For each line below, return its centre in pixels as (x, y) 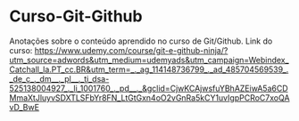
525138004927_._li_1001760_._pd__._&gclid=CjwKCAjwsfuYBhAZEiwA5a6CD (149, 88)
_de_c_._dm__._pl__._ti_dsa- (59, 78)
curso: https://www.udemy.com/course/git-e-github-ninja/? (119, 50)
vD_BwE (25, 107)
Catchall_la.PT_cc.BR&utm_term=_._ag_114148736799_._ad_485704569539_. (149, 69)
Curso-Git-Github (76, 16)
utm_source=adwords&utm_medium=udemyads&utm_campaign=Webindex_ (149, 60)
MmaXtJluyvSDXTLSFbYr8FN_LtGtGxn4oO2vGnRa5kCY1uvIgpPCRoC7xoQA (149, 97)
